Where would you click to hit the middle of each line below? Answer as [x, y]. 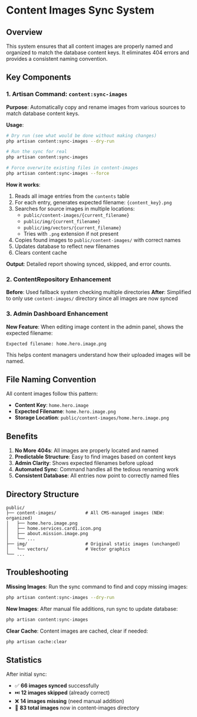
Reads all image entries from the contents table [72, 196]
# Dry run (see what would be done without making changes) [82, 136]
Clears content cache [41, 252]
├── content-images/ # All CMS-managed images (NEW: [86, 513]
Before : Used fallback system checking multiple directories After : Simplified [99, 292]
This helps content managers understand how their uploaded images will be [98, 354]
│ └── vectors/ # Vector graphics [68, 549]
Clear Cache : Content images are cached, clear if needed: [77, 631]
